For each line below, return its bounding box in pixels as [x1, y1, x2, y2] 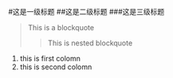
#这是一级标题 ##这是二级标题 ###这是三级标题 [8, 7, 165, 16]
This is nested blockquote [47, 38, 133, 48]
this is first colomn [19, 54, 81, 63]
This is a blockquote [27, 23, 94, 32]
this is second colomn [19, 62, 92, 72]
